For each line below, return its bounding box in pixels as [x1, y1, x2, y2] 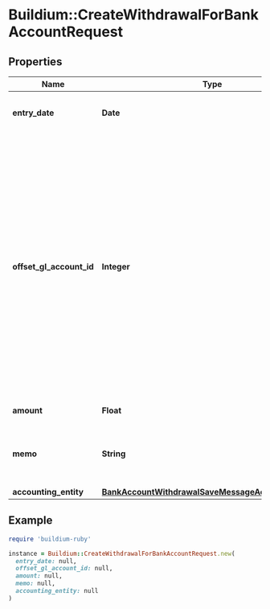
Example [8, 513, 53, 528]
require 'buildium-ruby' [8, 535, 92, 543]
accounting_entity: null [15, 587, 99, 595]
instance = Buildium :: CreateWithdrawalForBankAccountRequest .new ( [8, 549, 235, 558]
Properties [8, 55, 63, 68]
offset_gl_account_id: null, [15, 565, 113, 573]
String [101, 448, 126, 459]
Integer [101, 261, 130, 272]
